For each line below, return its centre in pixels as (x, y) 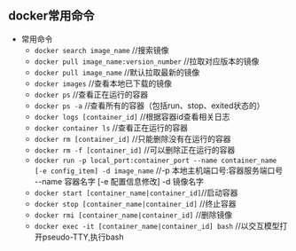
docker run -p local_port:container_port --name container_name (156, 161)
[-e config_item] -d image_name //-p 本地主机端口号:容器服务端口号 (159, 170)
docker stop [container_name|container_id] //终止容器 (135, 203)
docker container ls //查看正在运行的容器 (111, 128)
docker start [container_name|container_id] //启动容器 (136, 192)
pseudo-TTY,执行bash (83, 237)
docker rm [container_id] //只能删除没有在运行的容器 (132, 138)
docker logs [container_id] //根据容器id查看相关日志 (132, 116)
